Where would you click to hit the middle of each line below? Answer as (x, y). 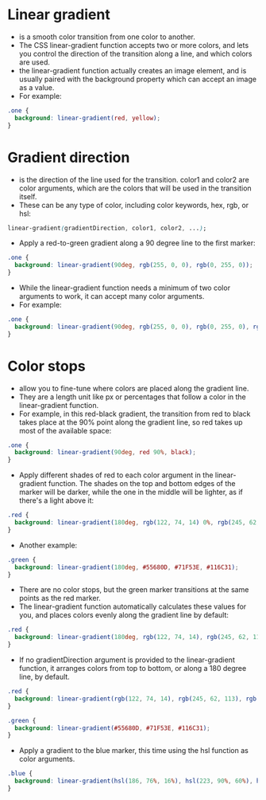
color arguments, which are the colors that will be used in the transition (135, 188)
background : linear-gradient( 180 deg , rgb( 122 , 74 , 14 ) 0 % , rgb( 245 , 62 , (137, 523)
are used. (35, 62)
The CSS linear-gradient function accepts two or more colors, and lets (134, 45)
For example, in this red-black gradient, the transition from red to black (135, 414)
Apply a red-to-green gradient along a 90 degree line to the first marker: (137, 243)
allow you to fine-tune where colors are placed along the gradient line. (134, 388)
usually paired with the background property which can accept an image (138, 79)
